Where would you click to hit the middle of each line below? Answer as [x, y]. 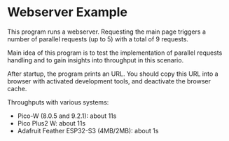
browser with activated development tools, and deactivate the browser [109, 81]
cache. [17, 88]
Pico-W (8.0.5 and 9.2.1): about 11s [67, 116]
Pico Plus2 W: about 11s [51, 123]
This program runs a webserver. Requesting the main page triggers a [107, 32]
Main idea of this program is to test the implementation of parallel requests [115, 53]
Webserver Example [68, 12]
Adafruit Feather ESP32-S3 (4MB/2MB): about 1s [88, 130]
